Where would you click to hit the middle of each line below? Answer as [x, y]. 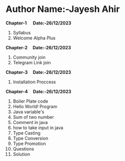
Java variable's [28, 112]
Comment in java [30, 122]
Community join [29, 57]
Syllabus [22, 32]
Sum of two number [33, 117]
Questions [23, 149]
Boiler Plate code [30, 101]
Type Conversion [30, 138]
